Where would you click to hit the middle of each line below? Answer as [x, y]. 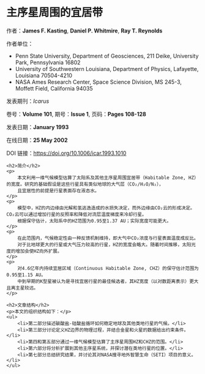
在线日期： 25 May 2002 [37, 140]
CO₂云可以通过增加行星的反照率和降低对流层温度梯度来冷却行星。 [76, 214]
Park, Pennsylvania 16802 [48, 62]
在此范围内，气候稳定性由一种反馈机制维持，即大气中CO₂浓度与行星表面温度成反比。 [108, 238]
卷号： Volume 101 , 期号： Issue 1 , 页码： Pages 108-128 [76, 114]
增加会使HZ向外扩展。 [39, 251]
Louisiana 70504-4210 [43, 75]
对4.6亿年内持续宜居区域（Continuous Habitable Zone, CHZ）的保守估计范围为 [108, 268]
